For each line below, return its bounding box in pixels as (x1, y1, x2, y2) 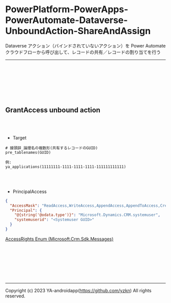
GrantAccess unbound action (5, 106, 101, 115)
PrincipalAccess (12, 188, 47, 195)
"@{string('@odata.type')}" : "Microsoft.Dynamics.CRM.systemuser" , (14, 212, 160, 217)
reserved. (5, 293, 25, 299)
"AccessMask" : (10, 203, 40, 208)
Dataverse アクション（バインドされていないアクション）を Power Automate (5, 42, 166, 49)
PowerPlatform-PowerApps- (5, 4, 129, 15)
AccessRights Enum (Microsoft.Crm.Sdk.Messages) (5, 236, 113, 242)
